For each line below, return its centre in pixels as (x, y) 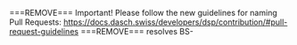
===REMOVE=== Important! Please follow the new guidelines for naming (144, 13)
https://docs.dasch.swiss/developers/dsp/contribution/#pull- (176, 22)
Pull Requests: (36, 22)
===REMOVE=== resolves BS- (136, 31)
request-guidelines (44, 31)
